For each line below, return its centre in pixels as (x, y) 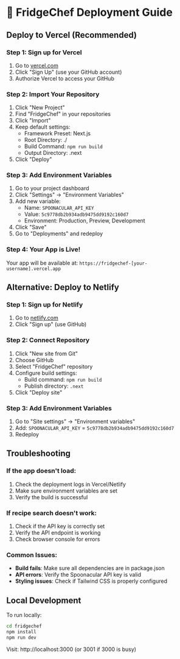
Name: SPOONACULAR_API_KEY (59, 208)
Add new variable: (38, 201)
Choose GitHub (34, 360)
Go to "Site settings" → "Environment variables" (75, 422)
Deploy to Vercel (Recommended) (71, 35)
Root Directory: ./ (46, 140)
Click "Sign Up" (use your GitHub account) (68, 72)
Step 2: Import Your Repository (53, 94)
